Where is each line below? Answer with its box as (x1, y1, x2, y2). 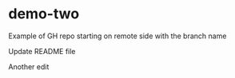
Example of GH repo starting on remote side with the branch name (8, 31, 227, 41)
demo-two (8, 5, 80, 23)
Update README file (8, 46, 76, 56)
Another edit (8, 61, 50, 72)
